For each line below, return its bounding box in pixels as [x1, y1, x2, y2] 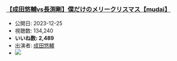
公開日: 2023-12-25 [14, 20, 63, 27]
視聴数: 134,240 [14, 27, 53, 34]
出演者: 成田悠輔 [14, 42, 54, 49]
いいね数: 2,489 [14, 34, 54, 42]
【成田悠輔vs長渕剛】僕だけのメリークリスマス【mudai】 [6, 5, 171, 13]
